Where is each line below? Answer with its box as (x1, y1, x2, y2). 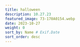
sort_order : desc (5, 35, 40, 40)
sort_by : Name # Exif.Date (5, 30, 60, 35)
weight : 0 (5, 25, 25, 30)
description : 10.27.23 (5, 12, 51, 17)
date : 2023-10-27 (5, 21, 40, 26)
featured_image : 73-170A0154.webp (5, 16, 76, 21)
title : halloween (5, 7, 40, 12)
